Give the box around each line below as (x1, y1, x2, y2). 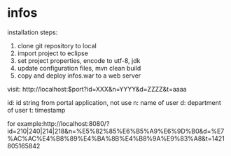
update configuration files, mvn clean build (17, 64, 141, 72)
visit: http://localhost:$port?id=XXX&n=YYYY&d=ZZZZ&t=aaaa (7, 85, 187, 93)
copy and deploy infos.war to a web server (17, 71, 141, 80)
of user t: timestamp (7, 106, 66, 114)
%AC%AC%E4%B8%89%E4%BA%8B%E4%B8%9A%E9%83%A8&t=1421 (7, 134, 225, 143)
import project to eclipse (17, 49, 89, 57)
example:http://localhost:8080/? (17, 119, 110, 127)
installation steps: (7, 28, 58, 36)
